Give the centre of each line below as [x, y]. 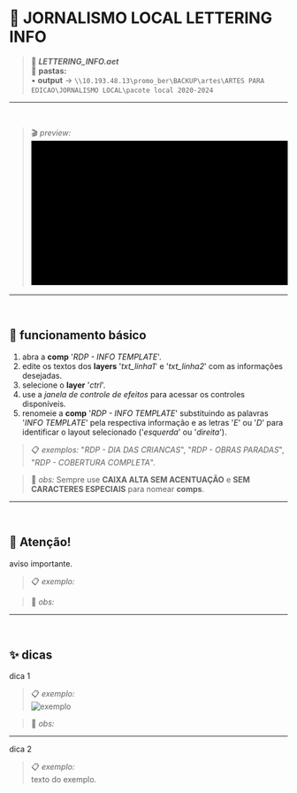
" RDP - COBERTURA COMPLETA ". [93, 462]
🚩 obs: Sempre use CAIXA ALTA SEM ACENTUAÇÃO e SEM [140, 479]
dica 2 [21, 749]
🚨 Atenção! [40, 542]
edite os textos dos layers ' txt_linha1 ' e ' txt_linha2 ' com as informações [152, 366]
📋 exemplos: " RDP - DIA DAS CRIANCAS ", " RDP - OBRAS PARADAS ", [157, 450]
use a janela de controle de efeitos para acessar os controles [133, 394]
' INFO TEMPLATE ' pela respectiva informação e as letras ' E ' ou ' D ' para [152, 422]
